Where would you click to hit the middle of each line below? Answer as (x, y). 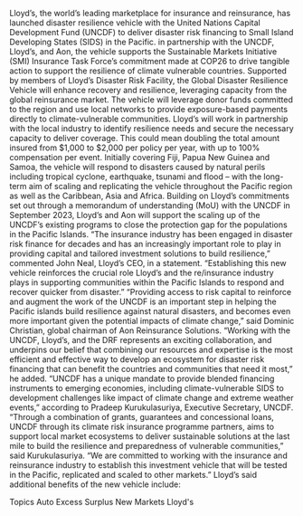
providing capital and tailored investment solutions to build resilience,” (140, 253)
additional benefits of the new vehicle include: (95, 484)
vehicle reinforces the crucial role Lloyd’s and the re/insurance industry (142, 272)
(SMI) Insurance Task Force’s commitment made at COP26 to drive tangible (150, 61)
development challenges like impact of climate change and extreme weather (151, 398)
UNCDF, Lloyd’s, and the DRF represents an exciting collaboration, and (141, 340)
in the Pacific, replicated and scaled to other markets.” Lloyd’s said (133, 475)
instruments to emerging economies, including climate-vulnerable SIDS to (147, 388)
